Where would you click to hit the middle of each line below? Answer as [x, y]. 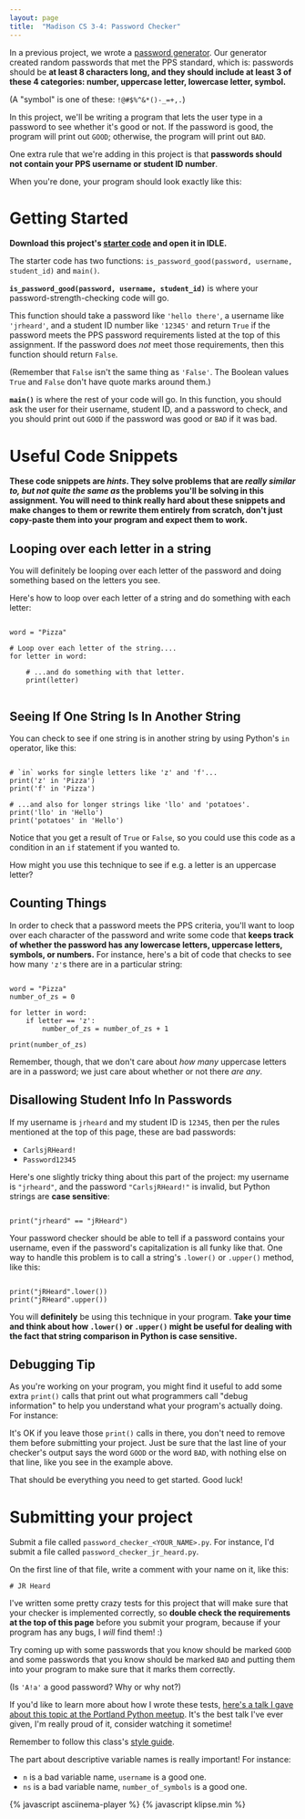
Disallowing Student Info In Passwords [121, 1100]
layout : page [34, 18]
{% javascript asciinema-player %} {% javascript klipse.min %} [127, 1804]
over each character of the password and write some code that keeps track [152, 935]
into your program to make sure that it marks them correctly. [122, 1669]
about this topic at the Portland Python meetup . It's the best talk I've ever [147, 1714]
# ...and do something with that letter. [105, 673]
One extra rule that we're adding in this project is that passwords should [146, 154]
